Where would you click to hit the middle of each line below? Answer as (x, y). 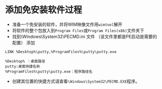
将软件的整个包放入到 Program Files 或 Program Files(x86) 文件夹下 (78, 30)
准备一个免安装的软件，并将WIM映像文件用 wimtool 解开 (67, 24)
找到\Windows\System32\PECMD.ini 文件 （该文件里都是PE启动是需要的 (84, 36)
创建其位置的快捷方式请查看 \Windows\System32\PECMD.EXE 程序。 (76, 81)
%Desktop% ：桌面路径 (25, 61)
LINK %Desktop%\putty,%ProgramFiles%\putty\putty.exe (61, 52)
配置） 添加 (23, 42)
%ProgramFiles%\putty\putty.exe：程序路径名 (49, 71)
